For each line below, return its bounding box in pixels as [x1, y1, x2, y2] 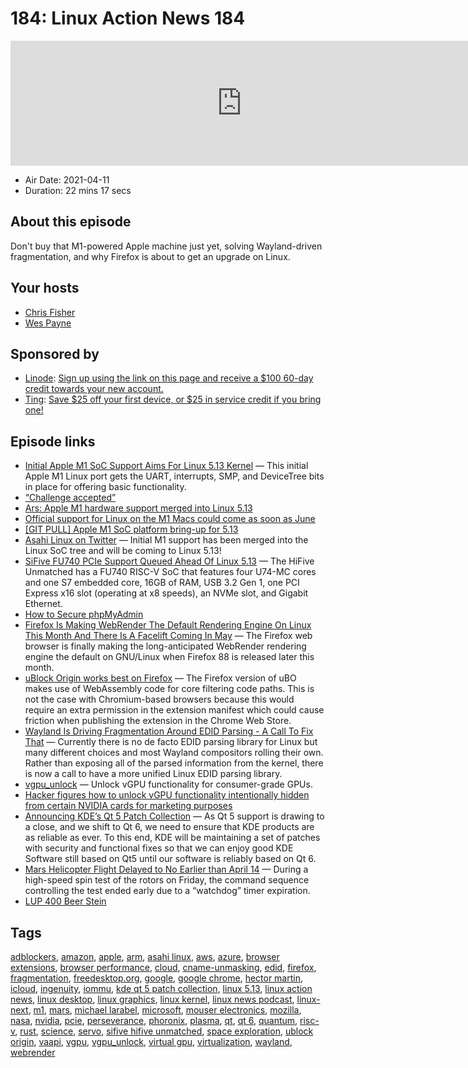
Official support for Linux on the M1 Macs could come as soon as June [24, 513, 316, 525]
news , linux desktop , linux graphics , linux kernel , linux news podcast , [10, 993, 295, 1005]
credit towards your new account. [24, 383, 164, 395]
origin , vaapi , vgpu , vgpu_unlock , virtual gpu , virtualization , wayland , [10, 1036, 293, 1047]
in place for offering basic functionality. [24, 481, 187, 493]
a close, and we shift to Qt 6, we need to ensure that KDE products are [24, 821, 315, 833]
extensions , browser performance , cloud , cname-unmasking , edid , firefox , [10, 962, 317, 973]
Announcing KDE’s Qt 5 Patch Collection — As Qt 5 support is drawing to [24, 810, 325, 822]
